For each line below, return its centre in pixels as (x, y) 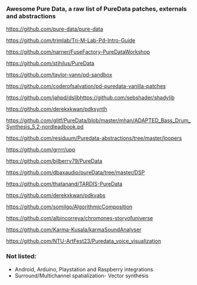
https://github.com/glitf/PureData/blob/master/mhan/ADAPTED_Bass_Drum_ (98, 120)
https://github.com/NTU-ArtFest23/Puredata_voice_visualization (83, 241)
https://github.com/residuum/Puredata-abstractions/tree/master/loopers (94, 138)
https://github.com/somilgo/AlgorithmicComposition (69, 207)
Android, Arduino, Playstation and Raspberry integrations (84, 269)
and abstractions (31, 16)
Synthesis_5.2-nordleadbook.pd (45, 127)
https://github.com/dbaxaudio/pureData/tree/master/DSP (75, 172)
